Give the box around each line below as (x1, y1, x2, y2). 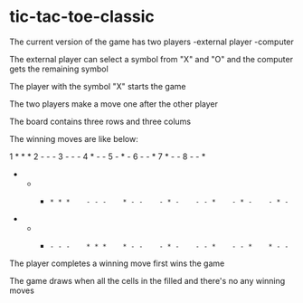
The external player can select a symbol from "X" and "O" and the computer (9, 53, 294, 64)
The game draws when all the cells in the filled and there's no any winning (9, 275, 286, 286)
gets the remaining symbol (9, 63, 109, 74)
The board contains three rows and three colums (9, 116, 192, 127)
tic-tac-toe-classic (9, 6, 156, 27)
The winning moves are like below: (9, 133, 138, 144)
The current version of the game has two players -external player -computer (9, 36, 294, 47)
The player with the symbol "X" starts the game (9, 80, 186, 91)
